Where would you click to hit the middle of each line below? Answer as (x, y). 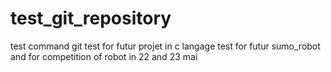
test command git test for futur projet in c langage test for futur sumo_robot (165, 46)
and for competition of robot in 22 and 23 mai (104, 56)
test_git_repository (91, 18)
